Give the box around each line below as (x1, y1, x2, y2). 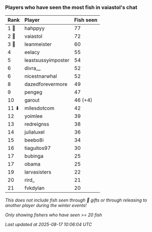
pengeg (24, 89, 43, 96)
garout (24, 97, 40, 104)
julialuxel (24, 129, 45, 136)
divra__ (24, 65, 41, 72)
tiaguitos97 (24, 145, 51, 151)
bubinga (24, 153, 44, 160)
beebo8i (24, 137, 44, 144)
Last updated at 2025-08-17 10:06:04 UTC (5, 222, 92, 228)
